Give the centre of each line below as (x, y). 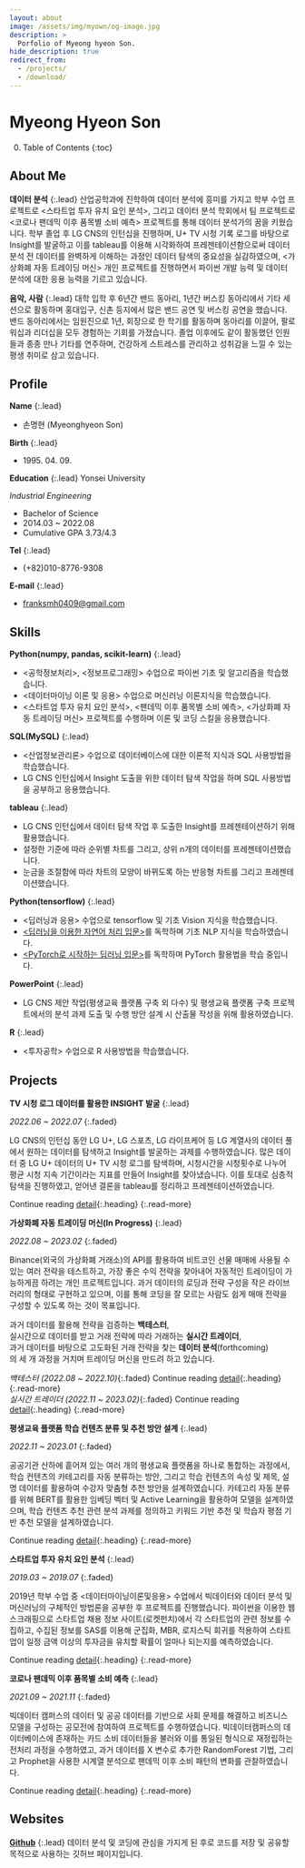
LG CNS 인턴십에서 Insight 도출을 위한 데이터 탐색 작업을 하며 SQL (141, 778)
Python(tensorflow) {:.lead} (62, 901)
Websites (37, 1819)
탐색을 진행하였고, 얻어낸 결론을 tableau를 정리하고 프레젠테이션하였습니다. (142, 1185)
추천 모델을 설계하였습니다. (66, 1522)
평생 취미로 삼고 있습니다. (54, 355)
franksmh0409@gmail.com (74, 604)
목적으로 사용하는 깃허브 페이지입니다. (76, 1853)
